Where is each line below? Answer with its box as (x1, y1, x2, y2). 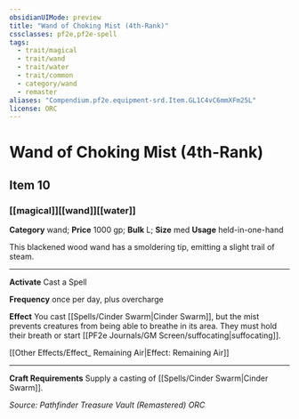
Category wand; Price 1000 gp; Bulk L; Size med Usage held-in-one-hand (9, 224, 284, 236)
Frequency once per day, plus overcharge (9, 294, 165, 305)
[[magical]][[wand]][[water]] (9, 204, 136, 216)
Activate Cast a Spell (9, 277, 87, 287)
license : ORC (9, 104, 58, 113)
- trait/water (17, 63, 69, 72)
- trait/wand (17, 54, 66, 63)
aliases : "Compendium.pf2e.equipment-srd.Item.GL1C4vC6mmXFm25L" (9, 95, 256, 105)
